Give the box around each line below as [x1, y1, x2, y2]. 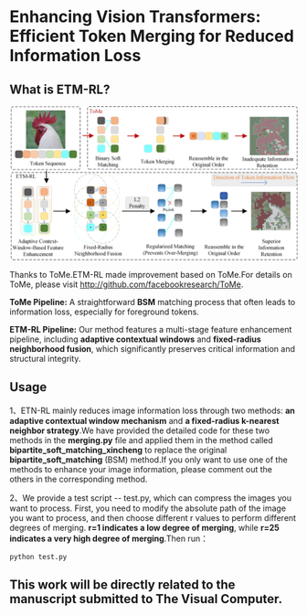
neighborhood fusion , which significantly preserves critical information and [9, 343, 295, 354]
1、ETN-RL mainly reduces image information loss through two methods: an [9, 405, 295, 416]
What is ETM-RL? [9, 81, 111, 97]
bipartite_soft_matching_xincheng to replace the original [9, 444, 228, 455]
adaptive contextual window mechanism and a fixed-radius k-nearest [9, 415, 280, 426]
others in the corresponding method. [9, 473, 148, 484]
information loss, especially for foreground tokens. [9, 306, 199, 317]
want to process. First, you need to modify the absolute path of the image [9, 503, 286, 514]
